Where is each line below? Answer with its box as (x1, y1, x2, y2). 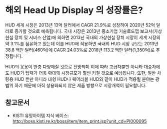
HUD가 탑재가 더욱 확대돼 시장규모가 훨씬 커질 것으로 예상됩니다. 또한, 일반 (10, 70, 156, 76)
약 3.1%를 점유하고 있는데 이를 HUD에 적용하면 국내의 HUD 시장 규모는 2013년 (5, 40, 158, 46)
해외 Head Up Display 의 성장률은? (5, 4, 143, 16)
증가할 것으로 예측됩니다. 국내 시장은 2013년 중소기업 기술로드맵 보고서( (14, 28, 154, 34)
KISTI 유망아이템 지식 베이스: (12, 113, 69, 119)
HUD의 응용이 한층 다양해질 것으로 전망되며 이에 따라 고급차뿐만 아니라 (5, 63, 143, 70)
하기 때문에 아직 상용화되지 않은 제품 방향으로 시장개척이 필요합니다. (14, 82, 146, 88)
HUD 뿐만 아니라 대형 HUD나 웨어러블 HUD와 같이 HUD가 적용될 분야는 (14, 76, 154, 82)
